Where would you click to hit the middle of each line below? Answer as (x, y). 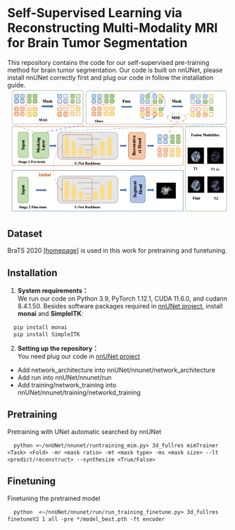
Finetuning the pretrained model (54, 498)
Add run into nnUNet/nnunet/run (64, 378)
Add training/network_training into (67, 385)
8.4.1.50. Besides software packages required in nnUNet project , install (120, 306)
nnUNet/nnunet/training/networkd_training (79, 392)
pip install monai (41, 327)
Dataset (25, 233)
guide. (17, 85)
